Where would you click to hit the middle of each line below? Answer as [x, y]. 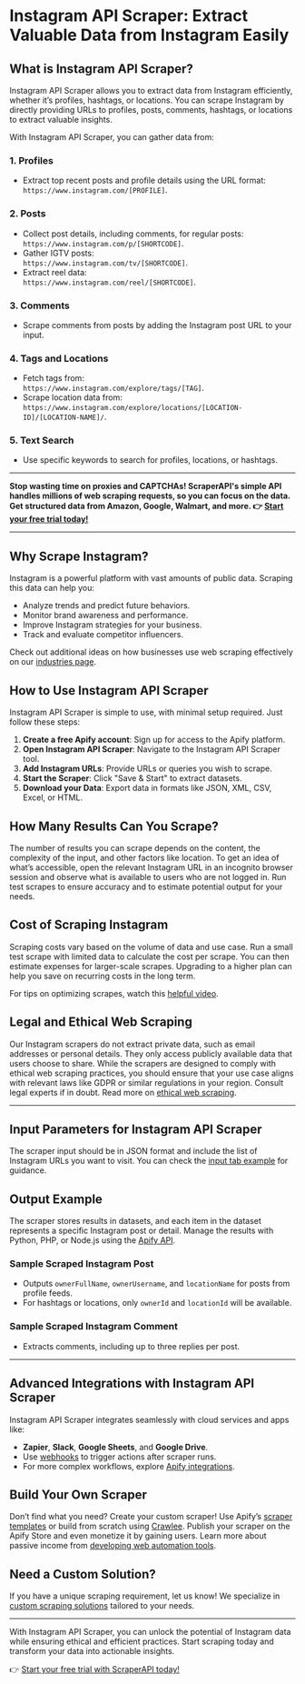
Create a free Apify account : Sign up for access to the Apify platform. [154, 740]
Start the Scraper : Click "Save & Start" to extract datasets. [132, 778]
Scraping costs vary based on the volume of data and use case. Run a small [151, 947]
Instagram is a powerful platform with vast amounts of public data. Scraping [151, 578]
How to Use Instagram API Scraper [109, 691]
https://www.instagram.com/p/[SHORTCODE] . [103, 243]
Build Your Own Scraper [79, 1494]
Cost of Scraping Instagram [89, 925]
